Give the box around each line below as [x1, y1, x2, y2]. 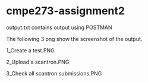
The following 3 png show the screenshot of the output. [6, 35, 143, 42]
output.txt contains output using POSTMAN [6, 24, 112, 31]
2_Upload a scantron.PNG [6, 58, 70, 65]
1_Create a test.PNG [6, 46, 55, 54]
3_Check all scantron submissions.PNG [6, 70, 102, 77]
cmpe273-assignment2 [6, 4, 125, 18]
